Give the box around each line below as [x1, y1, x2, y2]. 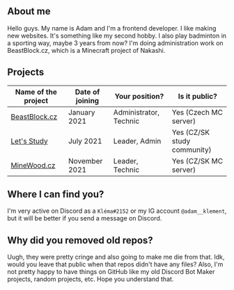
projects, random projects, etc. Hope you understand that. [7, 275, 174, 284]
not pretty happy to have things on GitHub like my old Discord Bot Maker [7, 268, 215, 276]
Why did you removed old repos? [7, 234, 153, 246]
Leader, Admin [113, 136, 162, 145]
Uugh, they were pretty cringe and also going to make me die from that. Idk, [7, 253, 225, 261]
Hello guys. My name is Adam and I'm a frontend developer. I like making [7, 24, 217, 32]
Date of [75, 87, 100, 97]
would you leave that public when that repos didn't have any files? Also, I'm [7, 260, 224, 268]
